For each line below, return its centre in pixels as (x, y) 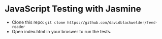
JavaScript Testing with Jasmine (73, 9)
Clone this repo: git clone (38, 22)
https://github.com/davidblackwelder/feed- (113, 23)
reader (18, 27)
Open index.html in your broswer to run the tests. (62, 31)
